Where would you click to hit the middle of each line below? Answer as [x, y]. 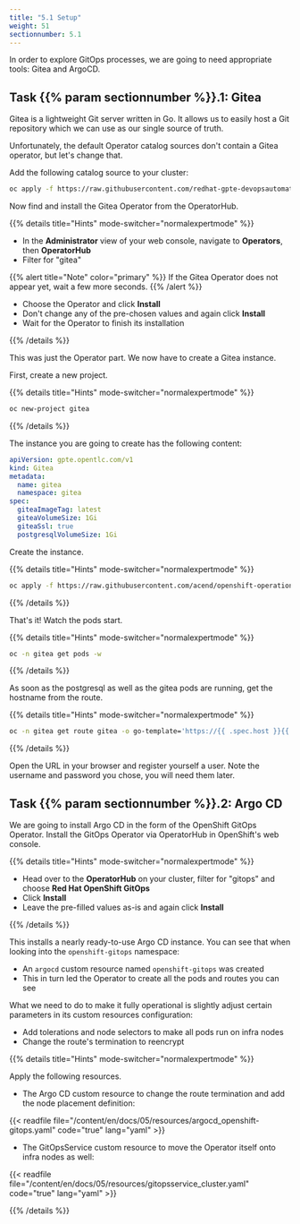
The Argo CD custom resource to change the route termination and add [154, 1094]
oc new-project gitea [50, 409]
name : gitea [40, 484]
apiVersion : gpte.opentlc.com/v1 [71, 459]
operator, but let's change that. [66, 155]
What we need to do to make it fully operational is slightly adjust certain [141, 1006]
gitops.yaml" [33, 1130]
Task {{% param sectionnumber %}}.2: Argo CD [146, 804]
